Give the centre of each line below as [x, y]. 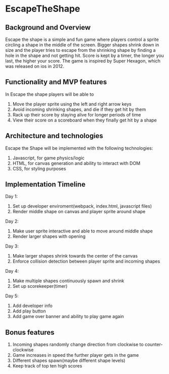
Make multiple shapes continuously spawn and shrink [68, 281]
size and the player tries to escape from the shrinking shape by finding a [80, 50]
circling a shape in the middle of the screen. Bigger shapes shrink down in [82, 45]
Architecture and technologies [54, 136]
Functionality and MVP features [56, 82]
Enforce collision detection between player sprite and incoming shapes [86, 261]
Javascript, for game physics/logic [48, 158]
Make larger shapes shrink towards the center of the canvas [75, 256]
